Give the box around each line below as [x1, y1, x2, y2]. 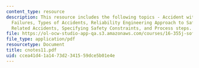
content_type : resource [6, 8, 65, 15]
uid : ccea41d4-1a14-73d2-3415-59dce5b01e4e [6, 53, 115, 59]
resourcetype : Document [6, 42, 65, 48]
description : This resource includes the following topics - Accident [6, 14, 184, 20]
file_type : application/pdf [6, 36, 76, 42]
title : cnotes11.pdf [6, 47, 57, 53]
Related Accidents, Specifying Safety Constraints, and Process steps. [11, 25, 192, 31]
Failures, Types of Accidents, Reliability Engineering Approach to [11, 20, 184, 25]
